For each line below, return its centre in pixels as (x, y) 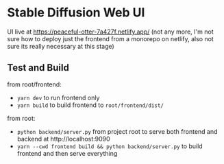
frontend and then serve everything (67, 153)
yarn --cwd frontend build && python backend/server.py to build (110, 146)
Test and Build (38, 68)
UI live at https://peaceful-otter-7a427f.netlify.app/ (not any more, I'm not (110, 32)
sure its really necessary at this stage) (61, 46)
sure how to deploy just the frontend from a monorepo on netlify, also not (110, 38)
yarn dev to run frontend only (58, 97)
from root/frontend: (34, 84)
